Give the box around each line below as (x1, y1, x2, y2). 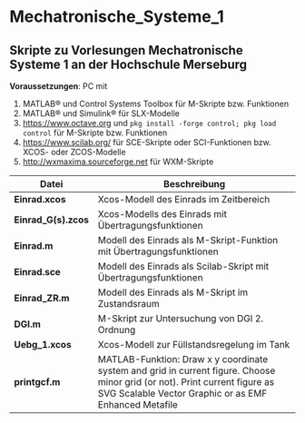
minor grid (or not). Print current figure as (97, 376, 275, 388)
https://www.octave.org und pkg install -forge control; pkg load (22, 118, 277, 128)
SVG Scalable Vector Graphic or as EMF (97, 388, 268, 399)
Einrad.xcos (14, 193, 66, 205)
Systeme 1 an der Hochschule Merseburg (9, 56, 248, 72)
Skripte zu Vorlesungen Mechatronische (9, 43, 243, 58)
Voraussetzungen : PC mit (9, 81, 108, 92)
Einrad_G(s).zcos (14, 213, 89, 226)
